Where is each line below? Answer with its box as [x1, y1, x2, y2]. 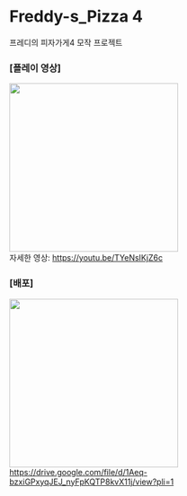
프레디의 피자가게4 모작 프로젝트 [9, 37, 123, 48]
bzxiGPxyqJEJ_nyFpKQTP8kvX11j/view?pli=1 [9, 476, 174, 487]
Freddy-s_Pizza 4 [9, 6, 144, 27]
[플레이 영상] [9, 61, 61, 74]
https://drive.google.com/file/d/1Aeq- [9, 466, 148, 477]
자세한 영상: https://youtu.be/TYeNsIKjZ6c [9, 252, 164, 263]
